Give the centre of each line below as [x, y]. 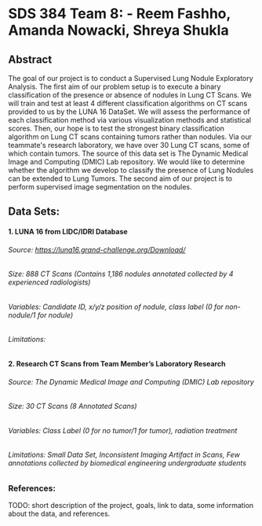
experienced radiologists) [49, 282]
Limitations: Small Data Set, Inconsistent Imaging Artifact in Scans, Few [124, 455]
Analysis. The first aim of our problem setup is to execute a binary [115, 86]
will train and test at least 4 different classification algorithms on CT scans [128, 103]
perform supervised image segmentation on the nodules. [100, 187]
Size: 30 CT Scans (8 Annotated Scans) [73, 406]
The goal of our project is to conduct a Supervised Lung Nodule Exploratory [131, 78]
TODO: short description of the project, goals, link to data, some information [131, 506]
